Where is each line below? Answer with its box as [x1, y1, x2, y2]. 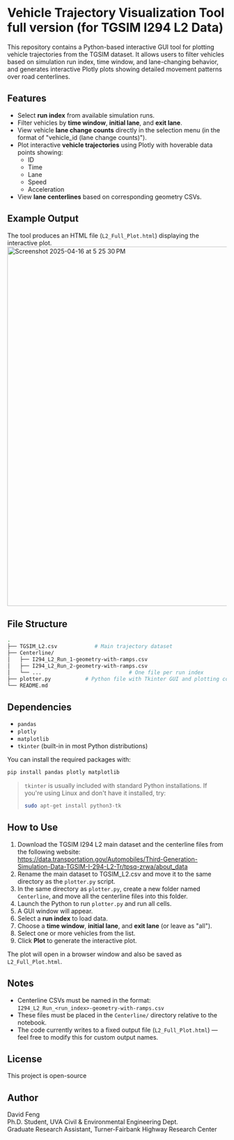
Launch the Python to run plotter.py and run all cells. [17, 899, 172, 907]
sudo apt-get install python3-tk [24, 803, 122, 810]
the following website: [17, 847, 81, 856]
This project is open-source [7, 1072, 87, 1080]
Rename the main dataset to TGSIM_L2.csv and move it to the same [17, 870, 212, 878]
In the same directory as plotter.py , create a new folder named [17, 884, 201, 893]
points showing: [17, 148, 63, 156]
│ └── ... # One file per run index [7, 669, 204, 676]
